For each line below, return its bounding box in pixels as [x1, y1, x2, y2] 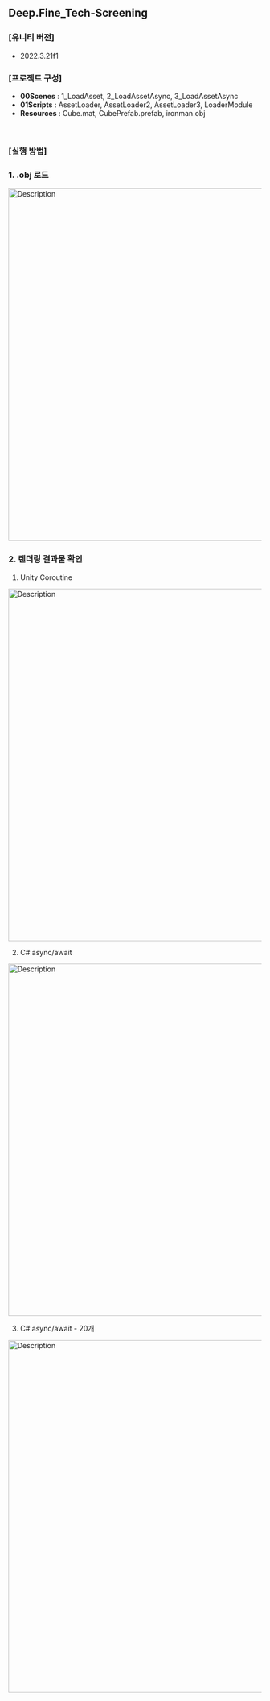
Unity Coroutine [19, 572, 73, 582]
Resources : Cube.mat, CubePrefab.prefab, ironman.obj [19, 108, 206, 118]
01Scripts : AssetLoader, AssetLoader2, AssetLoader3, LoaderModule [19, 100, 253, 110]
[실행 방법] [8, 145, 47, 156]
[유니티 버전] [8, 32, 55, 43]
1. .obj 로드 [8, 169, 50, 180]
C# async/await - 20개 [19, 1323, 95, 1333]
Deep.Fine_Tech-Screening [8, 6, 149, 20]
